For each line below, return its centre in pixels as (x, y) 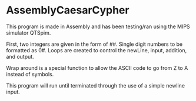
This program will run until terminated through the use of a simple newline (96, 85)
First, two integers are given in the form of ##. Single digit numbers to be (94, 44)
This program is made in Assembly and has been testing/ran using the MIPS (98, 26)
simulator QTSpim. (29, 32)
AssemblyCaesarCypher (68, 10)
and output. (20, 56)
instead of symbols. (30, 74)
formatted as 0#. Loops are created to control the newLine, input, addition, (97, 50)
